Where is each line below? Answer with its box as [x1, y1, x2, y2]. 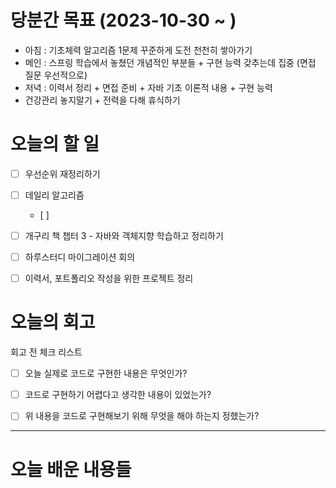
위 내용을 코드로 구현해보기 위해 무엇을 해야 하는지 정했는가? [24, 410, 260, 422]
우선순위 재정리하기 [24, 167, 101, 180]
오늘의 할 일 [10, 133, 100, 156]
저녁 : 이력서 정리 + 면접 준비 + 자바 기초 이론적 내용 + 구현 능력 [24, 81, 273, 93]
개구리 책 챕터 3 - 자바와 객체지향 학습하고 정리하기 [24, 230, 224, 241]
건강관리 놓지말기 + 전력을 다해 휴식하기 [24, 94, 181, 106]
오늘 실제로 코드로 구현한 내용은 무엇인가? [24, 367, 188, 380]
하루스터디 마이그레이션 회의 [24, 251, 136, 263]
